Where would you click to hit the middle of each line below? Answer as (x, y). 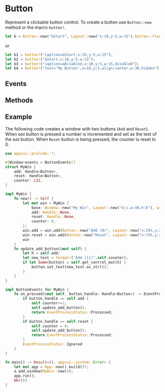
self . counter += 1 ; (49, 303)
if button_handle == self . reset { (58, 321)
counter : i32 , (28, 181)
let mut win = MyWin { (46, 203)
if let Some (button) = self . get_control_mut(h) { (74, 262)
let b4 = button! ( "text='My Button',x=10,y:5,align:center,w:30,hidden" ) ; (83, 68)
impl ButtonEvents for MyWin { (37, 289)
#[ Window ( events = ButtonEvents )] (41, 162)
